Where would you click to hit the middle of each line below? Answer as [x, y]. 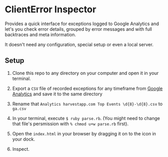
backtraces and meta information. [40, 34]
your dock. [24, 139]
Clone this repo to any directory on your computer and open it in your [86, 73]
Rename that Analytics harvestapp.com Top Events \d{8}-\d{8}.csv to [87, 104]
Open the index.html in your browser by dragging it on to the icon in [84, 133]
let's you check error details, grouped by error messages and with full [78, 29]
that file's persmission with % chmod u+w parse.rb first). [70, 124]
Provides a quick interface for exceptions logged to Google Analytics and [82, 24]
